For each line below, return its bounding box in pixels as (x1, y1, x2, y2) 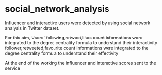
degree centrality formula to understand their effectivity (5, 50, 119, 56)
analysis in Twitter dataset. (5, 25, 60, 31)
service (5, 65, 21, 71)
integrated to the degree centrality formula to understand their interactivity (5, 39, 158, 45)
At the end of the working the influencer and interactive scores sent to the (5, 60, 156, 66)
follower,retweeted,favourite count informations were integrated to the (5, 45, 149, 51)
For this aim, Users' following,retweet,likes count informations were (5, 35, 143, 40)
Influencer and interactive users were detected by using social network (5, 20, 151, 26)
